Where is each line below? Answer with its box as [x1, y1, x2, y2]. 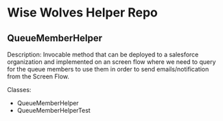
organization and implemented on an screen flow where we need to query [7, 58, 216, 66]
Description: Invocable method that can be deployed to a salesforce [7, 50, 199, 58]
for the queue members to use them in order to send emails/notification [7, 65, 209, 73]
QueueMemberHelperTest [16, 107, 91, 114]
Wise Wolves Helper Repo [7, 5, 158, 21]
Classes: [7, 86, 32, 93]
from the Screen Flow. [7, 72, 70, 80]
